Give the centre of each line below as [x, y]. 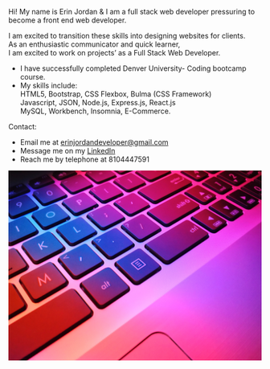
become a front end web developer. [67, 20]
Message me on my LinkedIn [67, 151]
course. [33, 77]
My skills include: [49, 85]
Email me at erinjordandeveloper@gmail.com [94, 142]
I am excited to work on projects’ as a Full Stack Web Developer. [115, 53]
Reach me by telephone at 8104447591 [85, 159]
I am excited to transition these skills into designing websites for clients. [127, 36]
